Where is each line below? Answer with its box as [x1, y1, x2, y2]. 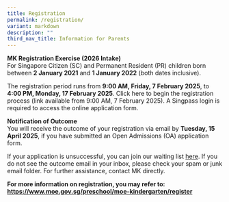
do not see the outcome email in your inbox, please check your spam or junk [7, 160, 223, 168]
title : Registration [7, 10, 66, 17]
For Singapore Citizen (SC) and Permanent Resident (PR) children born [7, 62, 206, 70]
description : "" [7, 29, 53, 36]
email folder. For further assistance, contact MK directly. [7, 167, 165, 175]
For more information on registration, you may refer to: [7, 180, 165, 188]
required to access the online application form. [7, 104, 139, 112]
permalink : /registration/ [7, 16, 84, 23]
